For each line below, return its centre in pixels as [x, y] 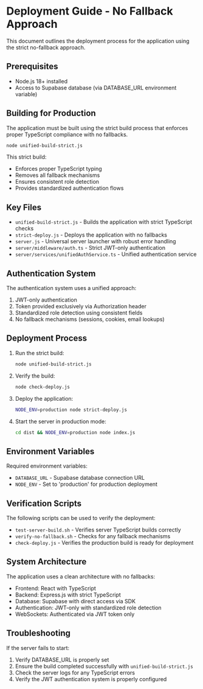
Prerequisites [32, 67]
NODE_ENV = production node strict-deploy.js [71, 410]
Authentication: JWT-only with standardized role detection [88, 608]
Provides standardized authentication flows [69, 188]
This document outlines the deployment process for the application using [98, 41]
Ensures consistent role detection [57, 182]
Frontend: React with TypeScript [55, 588]
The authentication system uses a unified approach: [71, 288]
